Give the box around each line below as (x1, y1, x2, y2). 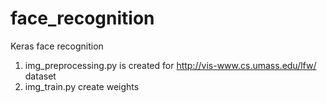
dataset (24, 70, 57, 82)
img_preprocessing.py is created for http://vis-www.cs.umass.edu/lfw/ (24, 59, 317, 71)
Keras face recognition (10, 40, 104, 52)
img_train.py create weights (24, 80, 140, 92)
